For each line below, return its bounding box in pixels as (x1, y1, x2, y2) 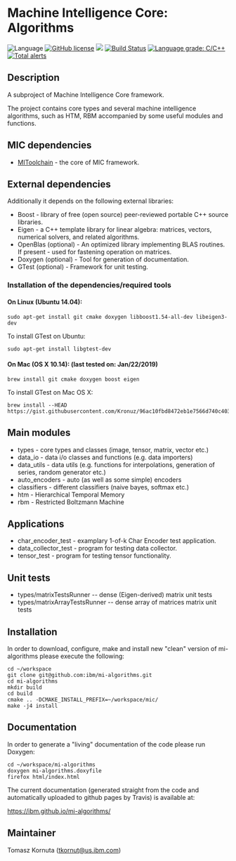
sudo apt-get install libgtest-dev (7, 346, 112, 353)
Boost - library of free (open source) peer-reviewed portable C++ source (17, 211, 229, 219)
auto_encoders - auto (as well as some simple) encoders (17, 475, 182, 484)
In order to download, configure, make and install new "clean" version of (7, 644, 217, 652)
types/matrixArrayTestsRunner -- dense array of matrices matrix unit (17, 598, 217, 607)
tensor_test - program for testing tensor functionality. (17, 551, 172, 560)
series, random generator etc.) (17, 468, 107, 476)
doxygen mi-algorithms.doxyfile (7, 767, 102, 774)
